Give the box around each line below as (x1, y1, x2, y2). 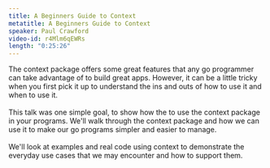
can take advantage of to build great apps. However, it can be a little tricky (8, 73, 258, 83)
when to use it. (8, 90, 59, 100)
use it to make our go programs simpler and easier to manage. (8, 125, 217, 135)
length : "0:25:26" (8, 42, 71, 50)
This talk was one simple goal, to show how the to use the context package (8, 107, 260, 118)
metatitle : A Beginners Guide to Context (8, 19, 151, 28)
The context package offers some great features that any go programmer (8, 64, 255, 74)
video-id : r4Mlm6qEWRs (8, 34, 85, 43)
